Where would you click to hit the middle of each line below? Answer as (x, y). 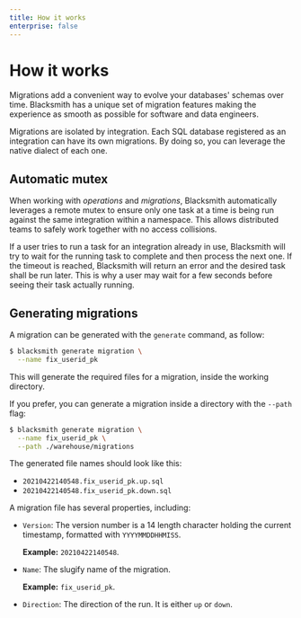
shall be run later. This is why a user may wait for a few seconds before (141, 276)
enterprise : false (44, 26)
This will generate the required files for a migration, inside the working (139, 376)
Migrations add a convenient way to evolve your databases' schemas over (147, 95)
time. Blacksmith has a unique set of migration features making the (133, 105)
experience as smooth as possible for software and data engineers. (134, 114)
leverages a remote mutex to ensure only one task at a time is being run (142, 210)
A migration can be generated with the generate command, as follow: (137, 335)
